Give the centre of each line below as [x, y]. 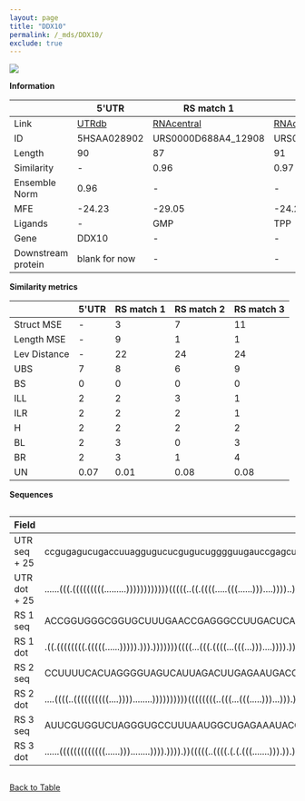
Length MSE [40, 340]
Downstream [41, 253]
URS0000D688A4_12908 [209, 139]
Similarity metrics [44, 287]
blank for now [106, 259]
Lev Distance [42, 354]
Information [32, 86]
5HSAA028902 [110, 139]
